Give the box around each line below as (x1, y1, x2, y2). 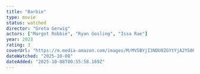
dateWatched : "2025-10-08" (6, 53, 73, 59)
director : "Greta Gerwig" (6, 25, 70, 32)
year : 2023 (6, 36, 33, 42)
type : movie (6, 14, 36, 20)
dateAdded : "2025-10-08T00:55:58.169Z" (6, 58, 105, 64)
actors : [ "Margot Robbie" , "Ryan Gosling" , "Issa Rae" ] (6, 31, 148, 37)
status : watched (6, 20, 46, 26)
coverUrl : (6, 48, 31, 54)
